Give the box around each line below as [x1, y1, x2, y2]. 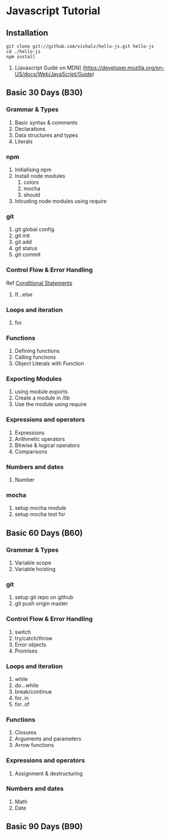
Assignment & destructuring [14, 769, 83, 777]
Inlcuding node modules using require [14, 197, 107, 205]
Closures [14, 729, 37, 736]
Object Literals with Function [14, 360, 84, 367]
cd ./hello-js [6, 49, 41, 55]
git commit [14, 251, 41, 258]
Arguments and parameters [14, 735, 81, 742]
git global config [14, 226, 55, 233]
